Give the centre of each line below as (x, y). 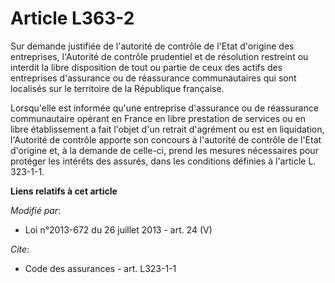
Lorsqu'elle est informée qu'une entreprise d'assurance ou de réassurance (164, 108)
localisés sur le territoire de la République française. (117, 88)
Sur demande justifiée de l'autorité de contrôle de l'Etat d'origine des (152, 46)
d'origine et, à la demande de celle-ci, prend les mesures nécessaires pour (164, 150)
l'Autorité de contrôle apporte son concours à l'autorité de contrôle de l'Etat (166, 139)
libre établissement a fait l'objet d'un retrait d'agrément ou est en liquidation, (167, 129)
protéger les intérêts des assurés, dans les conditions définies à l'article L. (163, 161)
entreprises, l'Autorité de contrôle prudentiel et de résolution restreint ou (159, 56)
